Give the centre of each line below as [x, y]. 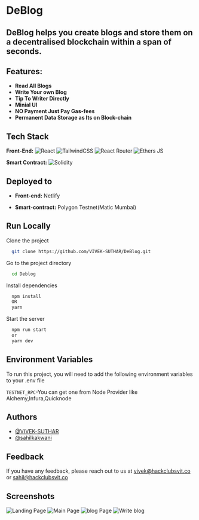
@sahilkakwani [33, 438]
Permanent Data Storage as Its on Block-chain [73, 118]
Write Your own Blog [41, 92]
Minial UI [26, 105]
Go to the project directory [39, 263]
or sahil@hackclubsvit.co [37, 478]
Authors [22, 417]
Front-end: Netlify [37, 196]
